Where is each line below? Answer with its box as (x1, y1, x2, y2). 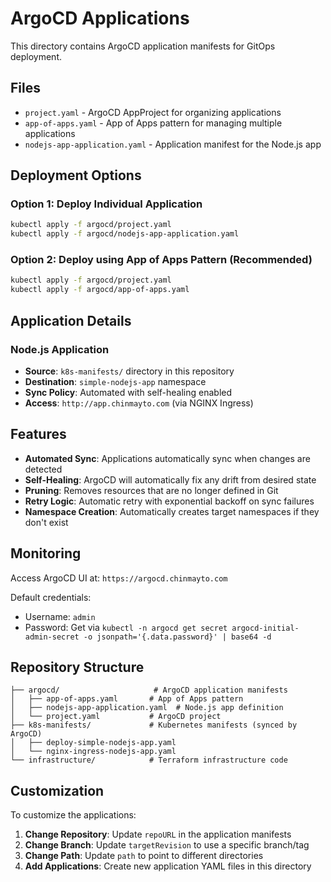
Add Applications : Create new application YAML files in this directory (24, 860, 312, 872)
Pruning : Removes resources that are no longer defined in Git (24, 484, 279, 496)
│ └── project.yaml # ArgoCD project (10, 712, 222, 722)
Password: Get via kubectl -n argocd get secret (24, 621, 228, 633)
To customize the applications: (10, 809, 137, 821)
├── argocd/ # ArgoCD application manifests (10, 685, 288, 696)
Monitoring (10, 545, 82, 562)
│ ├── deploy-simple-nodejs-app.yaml (10, 738, 177, 748)
